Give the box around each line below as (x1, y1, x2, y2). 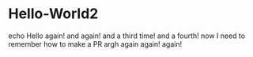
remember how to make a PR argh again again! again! (8, 39, 183, 48)
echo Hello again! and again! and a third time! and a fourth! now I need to (8, 31, 246, 40)
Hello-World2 (8, 5, 99, 23)
